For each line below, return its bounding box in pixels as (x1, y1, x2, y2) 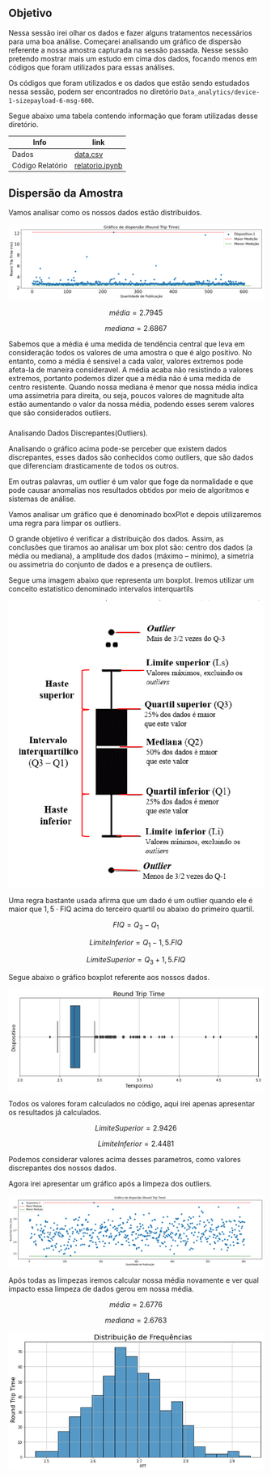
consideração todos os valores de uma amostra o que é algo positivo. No (8, 348, 252, 358)
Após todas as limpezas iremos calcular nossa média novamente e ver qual (8, 1275, 259, 1285)
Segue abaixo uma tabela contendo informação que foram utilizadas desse (8, 111, 259, 121)
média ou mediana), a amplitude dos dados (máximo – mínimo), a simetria (8, 551, 255, 561)
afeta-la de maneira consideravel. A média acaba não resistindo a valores (8, 365, 253, 375)
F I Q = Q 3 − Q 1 (112, 919, 159, 932)
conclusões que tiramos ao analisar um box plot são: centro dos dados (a (8, 542, 253, 553)
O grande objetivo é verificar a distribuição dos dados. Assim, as (8, 534, 224, 544)
